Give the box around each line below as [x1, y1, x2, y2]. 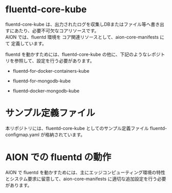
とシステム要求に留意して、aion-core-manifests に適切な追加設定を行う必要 [5, 176, 166, 182]
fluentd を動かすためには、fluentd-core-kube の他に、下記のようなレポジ [5, 51, 161, 57]
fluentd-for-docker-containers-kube [12, 68, 90, 74]
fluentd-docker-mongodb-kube [12, 88, 80, 94]
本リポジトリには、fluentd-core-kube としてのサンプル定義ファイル [5, 125, 149, 131]
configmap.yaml [5, 132, 40, 138]
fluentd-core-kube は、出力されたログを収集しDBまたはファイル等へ [5, 21, 151, 27]
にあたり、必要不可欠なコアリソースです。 [9, 27, 99, 34]
